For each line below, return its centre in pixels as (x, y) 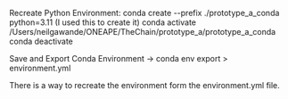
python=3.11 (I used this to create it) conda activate (103, 22)
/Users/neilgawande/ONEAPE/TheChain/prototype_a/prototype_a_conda (143, 32)
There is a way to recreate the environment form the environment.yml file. (145, 85)
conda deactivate (41, 41)
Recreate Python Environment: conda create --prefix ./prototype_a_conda (144, 13)
